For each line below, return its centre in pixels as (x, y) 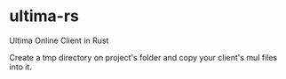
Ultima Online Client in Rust (59, 40)
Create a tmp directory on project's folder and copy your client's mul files (143, 57)
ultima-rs (44, 16)
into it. (21, 67)
